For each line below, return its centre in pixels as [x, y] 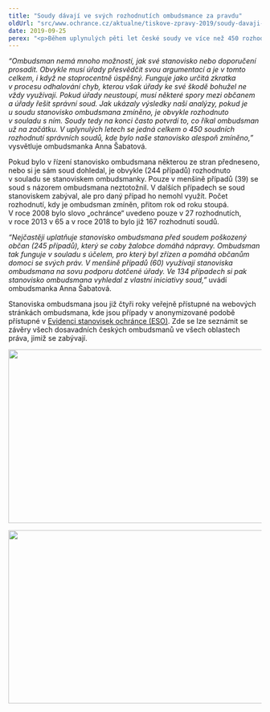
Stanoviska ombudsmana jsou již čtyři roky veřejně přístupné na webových [133, 304]
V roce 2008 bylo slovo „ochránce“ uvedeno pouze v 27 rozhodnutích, [125, 213]
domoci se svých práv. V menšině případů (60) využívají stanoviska [121, 263]
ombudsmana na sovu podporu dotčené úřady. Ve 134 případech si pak [128, 272]
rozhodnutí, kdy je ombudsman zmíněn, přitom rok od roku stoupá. [119, 205]
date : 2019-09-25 [37, 31]
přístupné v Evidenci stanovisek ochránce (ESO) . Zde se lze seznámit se [128, 321]
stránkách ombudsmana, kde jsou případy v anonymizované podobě [122, 313]
